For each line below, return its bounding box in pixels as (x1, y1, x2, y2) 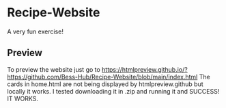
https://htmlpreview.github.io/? (101, 65, 188, 73)
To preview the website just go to (7, 65, 100, 73)
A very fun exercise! (7, 27, 63, 36)
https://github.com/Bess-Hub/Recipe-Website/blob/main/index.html (7, 72, 198, 81)
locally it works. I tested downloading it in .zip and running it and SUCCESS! (7, 87, 220, 95)
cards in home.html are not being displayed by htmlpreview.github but (7, 80, 203, 88)
